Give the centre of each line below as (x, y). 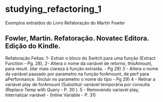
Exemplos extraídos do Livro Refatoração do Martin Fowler (65, 23)
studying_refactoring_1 (53, 9)
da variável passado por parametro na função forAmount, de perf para (77, 74)
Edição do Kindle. (33, 46)
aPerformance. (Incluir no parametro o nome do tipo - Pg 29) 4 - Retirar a (80, 79)
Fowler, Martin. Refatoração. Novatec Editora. (77, 38)
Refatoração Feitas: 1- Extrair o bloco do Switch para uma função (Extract (81, 58)
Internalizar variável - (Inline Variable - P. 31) (50, 95)
